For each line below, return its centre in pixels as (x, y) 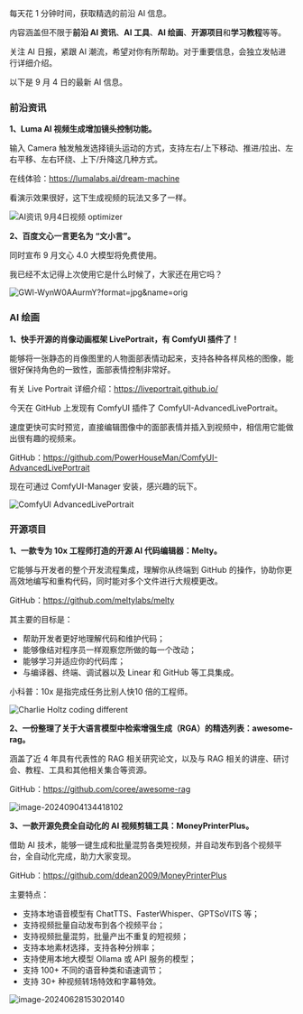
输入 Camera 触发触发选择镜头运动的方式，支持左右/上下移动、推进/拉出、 (147, 148)
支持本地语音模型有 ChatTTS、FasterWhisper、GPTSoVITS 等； (141, 913)
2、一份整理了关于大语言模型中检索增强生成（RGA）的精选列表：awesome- (151, 728)
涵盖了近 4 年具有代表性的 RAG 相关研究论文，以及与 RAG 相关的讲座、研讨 (149, 758)
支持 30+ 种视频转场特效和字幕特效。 (92, 981)
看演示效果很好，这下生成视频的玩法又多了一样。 (100, 198)
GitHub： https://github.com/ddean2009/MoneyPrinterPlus (118, 875)
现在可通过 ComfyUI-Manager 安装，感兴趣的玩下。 (106, 486)
